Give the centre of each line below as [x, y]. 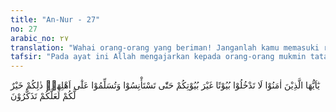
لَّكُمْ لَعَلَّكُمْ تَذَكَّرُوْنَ [43, 96]
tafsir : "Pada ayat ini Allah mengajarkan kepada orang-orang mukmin [158, 57]
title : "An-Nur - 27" [55, 19]
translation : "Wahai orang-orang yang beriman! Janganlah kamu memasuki [165, 47]
